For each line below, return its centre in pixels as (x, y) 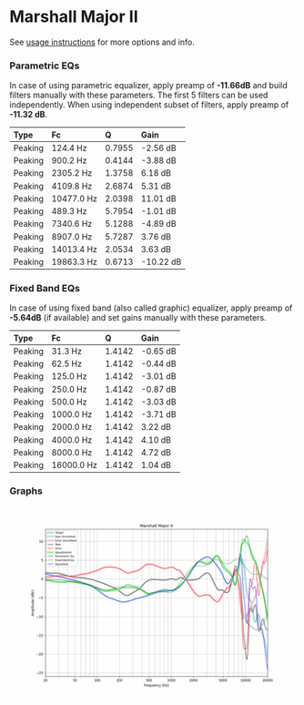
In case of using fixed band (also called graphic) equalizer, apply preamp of (151, 308)
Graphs (26, 491)
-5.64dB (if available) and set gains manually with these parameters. (138, 318)
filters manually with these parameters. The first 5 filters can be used (139, 95)
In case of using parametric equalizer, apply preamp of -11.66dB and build (149, 86)
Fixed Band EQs (45, 288)
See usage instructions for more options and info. (102, 42)
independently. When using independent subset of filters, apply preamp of (149, 105)
